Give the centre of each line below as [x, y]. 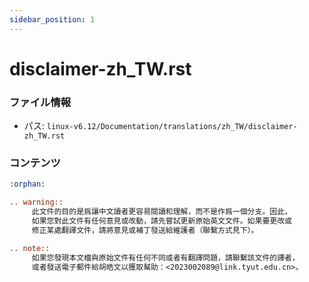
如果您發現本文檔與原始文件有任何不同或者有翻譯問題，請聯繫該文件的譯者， [165, 257]
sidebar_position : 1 [52, 19]
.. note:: [30, 248]
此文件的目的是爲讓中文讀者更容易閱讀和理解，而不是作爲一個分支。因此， [161, 212]
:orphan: [27, 184]
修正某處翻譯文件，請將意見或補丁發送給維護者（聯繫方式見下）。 [145, 230]
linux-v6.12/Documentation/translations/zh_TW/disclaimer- [172, 127]
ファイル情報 [40, 102]
